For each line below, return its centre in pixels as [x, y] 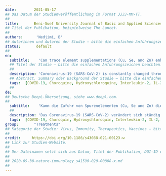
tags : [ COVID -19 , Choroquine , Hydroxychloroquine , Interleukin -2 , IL [84, 83]
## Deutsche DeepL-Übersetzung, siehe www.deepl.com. [62, 97]
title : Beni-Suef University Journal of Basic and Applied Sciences [84, 23]
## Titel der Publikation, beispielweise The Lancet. [62, 28]
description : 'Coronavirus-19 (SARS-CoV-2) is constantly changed [79, 74]
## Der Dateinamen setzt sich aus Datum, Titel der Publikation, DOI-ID [82, 152]
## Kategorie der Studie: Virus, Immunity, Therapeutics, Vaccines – [78, 129]
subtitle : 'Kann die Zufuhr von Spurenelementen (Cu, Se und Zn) [82, 106]
